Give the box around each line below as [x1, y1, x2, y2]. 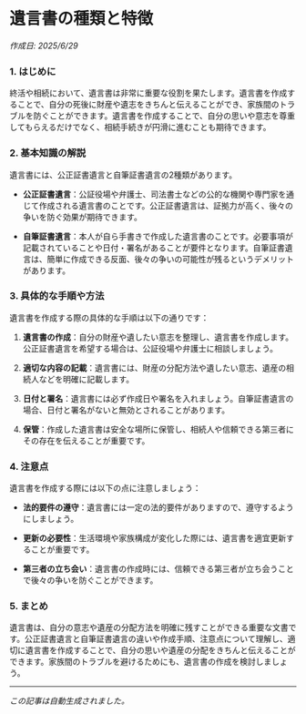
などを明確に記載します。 [38, 373, 135, 384]
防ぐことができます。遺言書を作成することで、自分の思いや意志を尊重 [33, 110, 296, 121]
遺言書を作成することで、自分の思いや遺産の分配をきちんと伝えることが [25, 645, 296, 656]
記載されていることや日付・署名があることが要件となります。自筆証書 [22, 242, 285, 253]
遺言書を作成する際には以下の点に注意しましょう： [9, 483, 201, 494]
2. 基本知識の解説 [9, 147, 87, 159]
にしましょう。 [22, 514, 79, 525]
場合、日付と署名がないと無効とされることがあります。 [22, 404, 230, 415]
